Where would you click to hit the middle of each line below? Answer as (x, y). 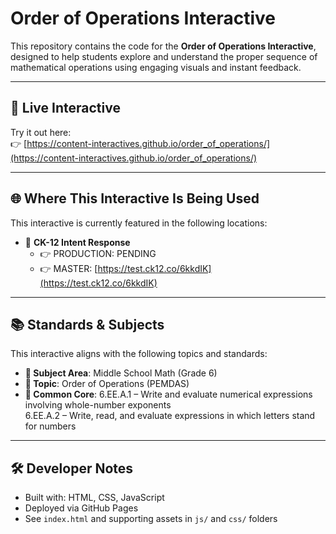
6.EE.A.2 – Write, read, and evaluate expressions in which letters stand (170, 416)
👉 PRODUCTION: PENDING (98, 253)
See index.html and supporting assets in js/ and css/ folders (151, 519)
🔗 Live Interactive (65, 108)
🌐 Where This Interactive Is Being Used (135, 198)
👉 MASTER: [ (68, 268)
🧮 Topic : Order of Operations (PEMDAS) (107, 384)
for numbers (50, 426)
